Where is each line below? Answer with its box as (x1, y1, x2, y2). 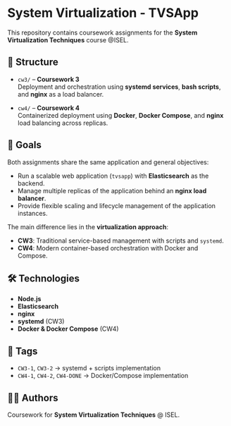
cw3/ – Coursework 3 (17, 75, 80, 83)
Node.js (17, 295, 42, 303)
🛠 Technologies (7, 272, 80, 284)
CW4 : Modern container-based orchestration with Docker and (17, 243, 199, 252)
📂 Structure (7, 56, 58, 68)
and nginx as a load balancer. (17, 90, 104, 98)
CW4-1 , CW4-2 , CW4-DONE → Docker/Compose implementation (17, 372, 189, 380)
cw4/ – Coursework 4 (17, 104, 80, 112)
